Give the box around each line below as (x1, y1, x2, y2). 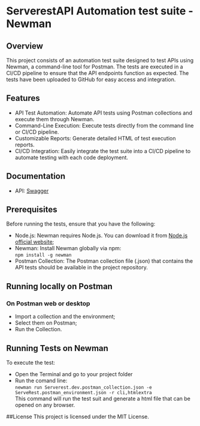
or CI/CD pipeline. (14, 128, 59, 136)
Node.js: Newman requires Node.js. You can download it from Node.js (14, 232, 188, 239)
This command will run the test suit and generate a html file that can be (14, 395, 190, 402)
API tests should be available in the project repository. (14, 264, 148, 271)
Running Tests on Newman (6, 343, 109, 353)
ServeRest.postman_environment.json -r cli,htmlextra (14, 389, 152, 395)
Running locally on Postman (6, 281, 113, 292)
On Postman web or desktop (6, 299, 90, 307)
